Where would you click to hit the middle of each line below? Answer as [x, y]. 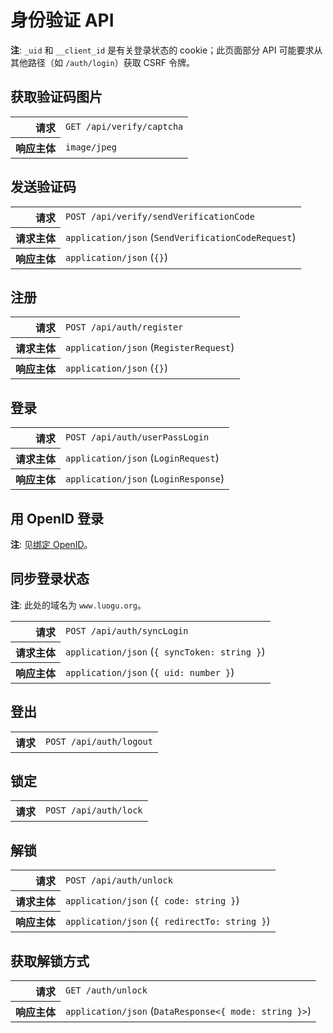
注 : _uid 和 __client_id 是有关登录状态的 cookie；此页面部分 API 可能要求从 [166, 50]
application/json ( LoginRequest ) [142, 458]
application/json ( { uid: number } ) [150, 672]
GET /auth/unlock [106, 990]
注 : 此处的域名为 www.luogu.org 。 [78, 605]
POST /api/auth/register [124, 327]
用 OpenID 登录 [57, 518]
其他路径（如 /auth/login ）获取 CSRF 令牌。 [103, 62]
